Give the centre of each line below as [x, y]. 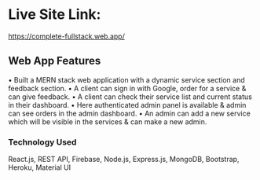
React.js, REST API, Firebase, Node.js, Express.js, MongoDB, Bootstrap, [124, 160]
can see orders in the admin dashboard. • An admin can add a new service [130, 113]
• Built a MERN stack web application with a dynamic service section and [126, 79]
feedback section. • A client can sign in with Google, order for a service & [127, 88]
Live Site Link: [55, 15]
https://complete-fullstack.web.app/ [67, 36]
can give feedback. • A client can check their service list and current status [130, 97]
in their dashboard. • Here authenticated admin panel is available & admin [127, 105]
